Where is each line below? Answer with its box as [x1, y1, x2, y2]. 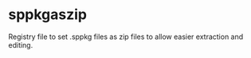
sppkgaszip [8, 6, 88, 24]
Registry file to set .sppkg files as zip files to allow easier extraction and [8, 32, 244, 41]
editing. [8, 40, 33, 49]
